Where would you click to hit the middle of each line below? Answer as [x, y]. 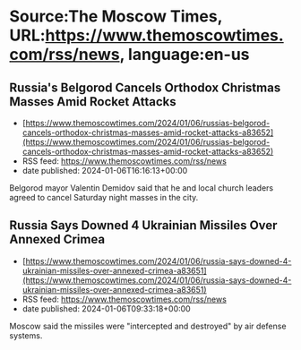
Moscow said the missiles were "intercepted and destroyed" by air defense [148, 326]
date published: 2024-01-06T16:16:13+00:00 [105, 171]
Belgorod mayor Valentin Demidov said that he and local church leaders [142, 188]
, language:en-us [185, 55]
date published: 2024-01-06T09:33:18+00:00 [106, 308]
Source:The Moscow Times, [116, 17]
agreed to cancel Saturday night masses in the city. [104, 197]
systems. [26, 335]
